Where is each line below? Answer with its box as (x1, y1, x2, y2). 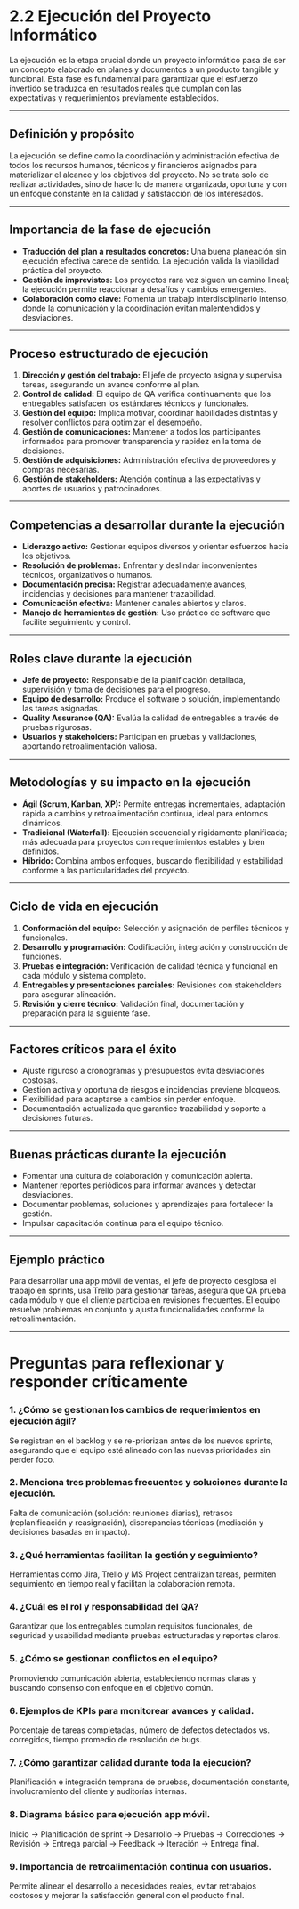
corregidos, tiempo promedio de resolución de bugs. (9, 1734, 203, 1745)
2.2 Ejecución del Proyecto (9, 6, 212, 27)
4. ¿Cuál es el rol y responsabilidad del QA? (9, 1601, 199, 1613)
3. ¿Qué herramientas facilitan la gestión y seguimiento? (9, 1548, 258, 1561)
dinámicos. (21, 817, 63, 828)
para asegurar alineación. (21, 988, 117, 999)
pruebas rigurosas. (21, 722, 92, 732)
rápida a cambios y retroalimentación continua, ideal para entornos (21, 808, 269, 818)
